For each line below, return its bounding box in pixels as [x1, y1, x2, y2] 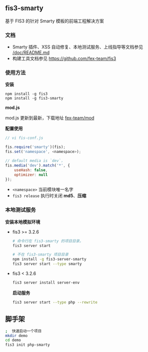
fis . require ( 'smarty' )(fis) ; [5, 144, 66, 149]
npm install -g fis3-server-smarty [12, 257, 87, 262]
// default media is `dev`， [5, 158, 65, 163]
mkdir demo [5, 333, 28, 338]
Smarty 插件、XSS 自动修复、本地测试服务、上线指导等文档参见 [12, 44, 144, 50]
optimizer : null [14, 172, 48, 177]
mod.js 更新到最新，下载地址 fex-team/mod [5, 115, 95, 121]
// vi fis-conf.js [5, 135, 43, 140]
